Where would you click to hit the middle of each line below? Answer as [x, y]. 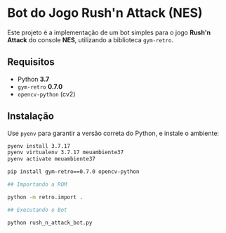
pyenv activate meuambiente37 [52, 159]
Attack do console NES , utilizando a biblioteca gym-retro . [91, 39]
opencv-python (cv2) [46, 94]
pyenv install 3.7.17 [39, 146]
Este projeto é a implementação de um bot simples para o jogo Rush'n [109, 32]
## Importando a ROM [38, 184]
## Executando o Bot [38, 210]
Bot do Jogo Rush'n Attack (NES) [105, 13]
